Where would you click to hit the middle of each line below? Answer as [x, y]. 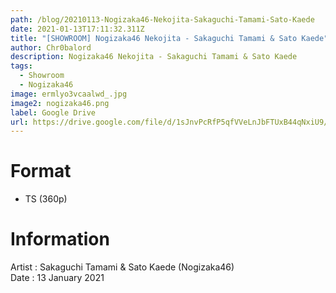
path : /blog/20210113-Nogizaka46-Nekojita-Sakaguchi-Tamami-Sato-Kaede [162, 19]
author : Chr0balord [51, 47]
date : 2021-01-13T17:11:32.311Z [77, 29]
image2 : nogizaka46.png [60, 103]
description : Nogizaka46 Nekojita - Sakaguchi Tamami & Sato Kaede [154, 57]
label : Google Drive [53, 112]
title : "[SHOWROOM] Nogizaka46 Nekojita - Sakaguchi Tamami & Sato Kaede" [169, 38]
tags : [21, 66]
